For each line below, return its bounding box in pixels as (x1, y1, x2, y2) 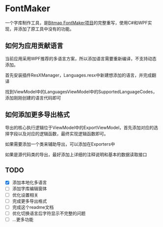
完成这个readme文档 (12, 204, 54, 210)
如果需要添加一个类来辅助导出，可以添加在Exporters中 (5, 141, 115, 147)
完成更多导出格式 (12, 198, 47, 204)
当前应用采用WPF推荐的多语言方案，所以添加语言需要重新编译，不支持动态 (5, 55, 157, 61)
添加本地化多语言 (12, 179, 47, 185)
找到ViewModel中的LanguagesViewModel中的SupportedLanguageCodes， (5, 89, 158, 95)
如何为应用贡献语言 (5, 42, 63, 50)
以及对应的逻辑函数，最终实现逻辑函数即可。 (18, 130, 109, 136)
